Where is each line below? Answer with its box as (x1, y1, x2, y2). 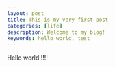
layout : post (7, 9, 44, 17)
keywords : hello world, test (7, 35, 90, 42)
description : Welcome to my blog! (7, 28, 106, 36)
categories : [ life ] (7, 22, 63, 29)
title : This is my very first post (7, 16, 109, 23)
